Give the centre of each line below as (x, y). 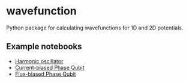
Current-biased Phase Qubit (49, 67)
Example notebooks (44, 47)
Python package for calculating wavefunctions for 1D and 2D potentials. (95, 28)
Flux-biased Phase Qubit (45, 74)
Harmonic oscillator (39, 61)
